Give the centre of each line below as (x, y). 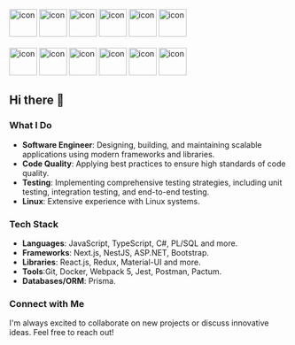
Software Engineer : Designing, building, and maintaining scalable (142, 144)
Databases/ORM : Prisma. (69, 280)
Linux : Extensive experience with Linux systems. (111, 201)
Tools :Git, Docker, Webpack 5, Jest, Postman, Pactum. (122, 271)
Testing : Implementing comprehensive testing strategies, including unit (152, 182)
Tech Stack (34, 224)
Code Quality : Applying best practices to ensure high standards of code (154, 164)
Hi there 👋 (37, 100)
